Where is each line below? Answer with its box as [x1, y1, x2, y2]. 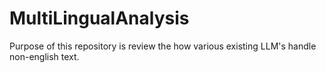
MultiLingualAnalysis [9, 7, 190, 30]
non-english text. [9, 50, 80, 62]
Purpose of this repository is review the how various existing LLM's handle [9, 40, 317, 52]
